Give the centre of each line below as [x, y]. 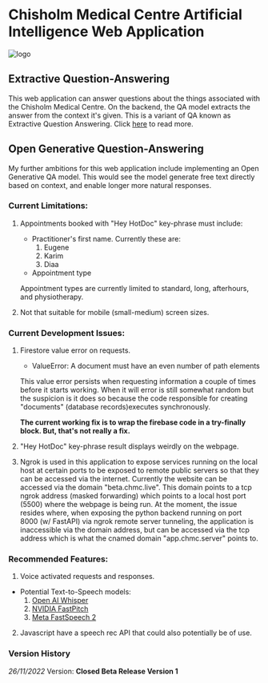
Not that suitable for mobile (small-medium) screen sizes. [114, 312]
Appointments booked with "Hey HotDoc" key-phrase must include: [131, 223]
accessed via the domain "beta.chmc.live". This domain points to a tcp [136, 487]
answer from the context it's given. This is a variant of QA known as [120, 115]
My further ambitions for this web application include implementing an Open [134, 168]
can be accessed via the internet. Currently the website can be [124, 479]
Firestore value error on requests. [75, 350]
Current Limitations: [48, 206]
